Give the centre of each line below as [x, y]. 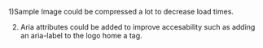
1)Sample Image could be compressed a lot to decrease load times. [121, 12]
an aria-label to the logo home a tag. [81, 36]
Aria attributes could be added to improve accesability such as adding [138, 27]
